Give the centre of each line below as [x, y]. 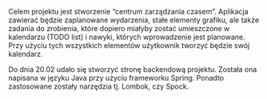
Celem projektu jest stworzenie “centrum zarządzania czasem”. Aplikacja [129, 12]
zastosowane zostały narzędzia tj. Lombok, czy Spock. [99, 86]
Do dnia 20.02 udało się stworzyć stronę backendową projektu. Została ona [133, 69]
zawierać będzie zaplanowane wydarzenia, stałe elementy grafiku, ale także [134, 20]
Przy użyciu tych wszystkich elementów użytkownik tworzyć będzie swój [129, 46]
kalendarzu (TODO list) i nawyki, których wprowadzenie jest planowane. [127, 37]
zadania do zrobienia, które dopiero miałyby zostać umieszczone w [119, 28]
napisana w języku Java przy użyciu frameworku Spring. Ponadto [116, 78]
